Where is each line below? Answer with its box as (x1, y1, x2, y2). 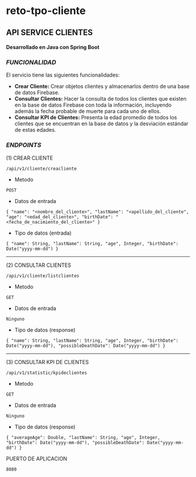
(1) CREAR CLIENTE (6, 154, 54, 162)
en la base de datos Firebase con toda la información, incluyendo (14, 101, 172, 109)
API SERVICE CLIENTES (6, 28, 93, 37)
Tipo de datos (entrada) (14, 229, 72, 236)
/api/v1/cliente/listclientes (6, 273, 80, 279)
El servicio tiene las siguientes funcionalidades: (6, 71, 120, 78)
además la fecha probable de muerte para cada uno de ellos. (14, 108, 162, 115)
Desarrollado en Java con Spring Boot (6, 44, 100, 51)
